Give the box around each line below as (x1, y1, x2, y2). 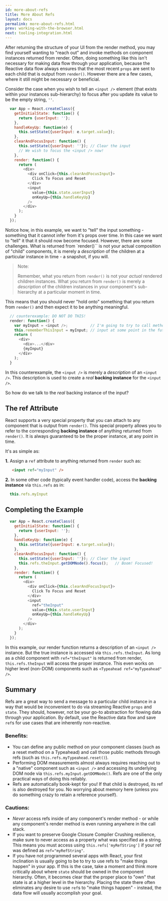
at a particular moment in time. (38, 289, 101, 295)
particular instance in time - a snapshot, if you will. (5, 253, 109, 259)
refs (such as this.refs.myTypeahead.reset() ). (12, 754, 109, 760)
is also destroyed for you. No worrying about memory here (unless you (12, 786, 158, 792)
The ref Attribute (5, 404, 58, 412)
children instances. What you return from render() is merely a (17, 278, 145, 284)
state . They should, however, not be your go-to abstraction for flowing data (5, 709, 161, 715)
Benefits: (5, 732, 28, 739)
